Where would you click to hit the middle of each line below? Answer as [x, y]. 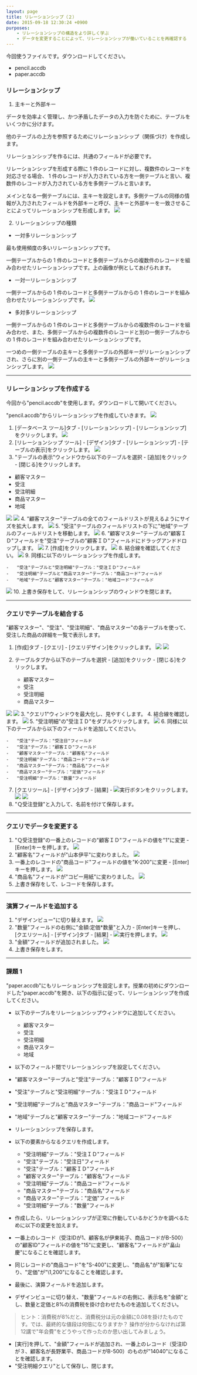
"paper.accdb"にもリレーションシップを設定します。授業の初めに [85, 985]
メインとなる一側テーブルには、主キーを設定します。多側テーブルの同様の [95, 196]
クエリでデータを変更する [42, 826]
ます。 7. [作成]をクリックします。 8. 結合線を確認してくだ [98, 548]
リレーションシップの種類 [45, 223]
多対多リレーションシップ [45, 313]
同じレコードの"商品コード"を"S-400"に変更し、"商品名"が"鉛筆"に [96, 1265]
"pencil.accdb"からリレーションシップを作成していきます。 [78, 415]
